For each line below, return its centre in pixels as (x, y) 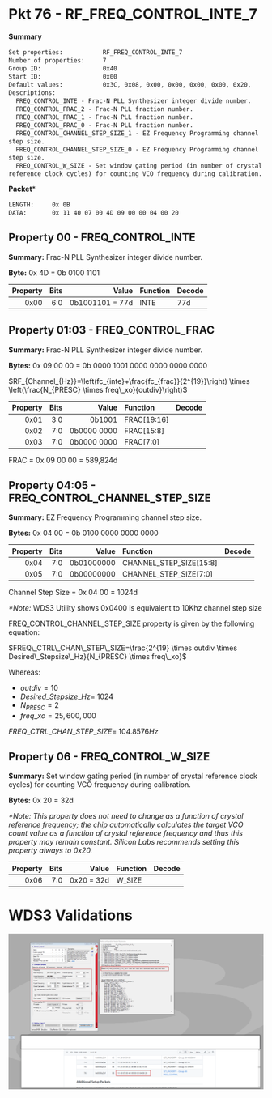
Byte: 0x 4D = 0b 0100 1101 (54, 273)
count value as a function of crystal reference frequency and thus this (125, 833)
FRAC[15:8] (144, 431)
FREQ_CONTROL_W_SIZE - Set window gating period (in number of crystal (139, 166)
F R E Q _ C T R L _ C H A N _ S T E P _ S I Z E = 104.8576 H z (83, 731)
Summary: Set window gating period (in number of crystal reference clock (133, 776)
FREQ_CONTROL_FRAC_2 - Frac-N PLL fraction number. (105, 109)
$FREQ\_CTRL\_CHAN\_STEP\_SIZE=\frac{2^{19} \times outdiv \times (123, 648)
